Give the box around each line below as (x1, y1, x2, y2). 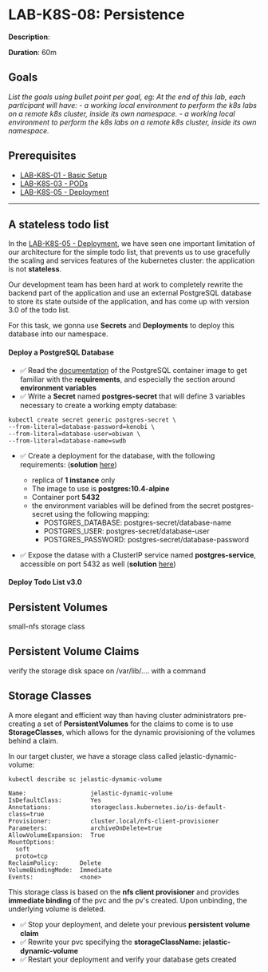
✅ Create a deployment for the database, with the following (19, 450, 215, 460)
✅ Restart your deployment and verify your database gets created (19, 954, 237, 964)
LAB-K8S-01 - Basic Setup (19, 170, 108, 180)
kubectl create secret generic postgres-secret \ (8, 415, 177, 424)
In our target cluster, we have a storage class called (8, 751, 178, 760)
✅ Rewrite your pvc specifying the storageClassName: (19, 937, 202, 946)
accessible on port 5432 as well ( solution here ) (19, 559, 177, 569)
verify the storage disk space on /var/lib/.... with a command (8, 665, 206, 676)
